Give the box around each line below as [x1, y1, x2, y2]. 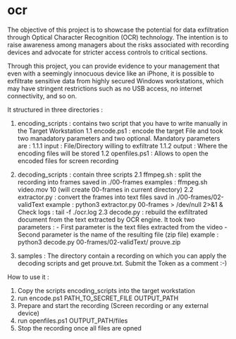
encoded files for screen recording [17, 156, 119, 165]
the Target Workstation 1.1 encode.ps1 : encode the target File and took [17, 126, 223, 135]
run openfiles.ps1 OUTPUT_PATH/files [17, 316, 128, 325]
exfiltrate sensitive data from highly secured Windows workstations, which [7, 76, 224, 85]
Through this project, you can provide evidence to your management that [7, 61, 220, 70]
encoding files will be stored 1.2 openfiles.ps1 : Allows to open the [17, 149, 209, 157]
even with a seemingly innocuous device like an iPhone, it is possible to [7, 69, 215, 78]
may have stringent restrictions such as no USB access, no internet [7, 84, 203, 93]
